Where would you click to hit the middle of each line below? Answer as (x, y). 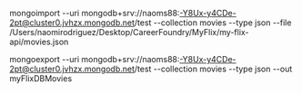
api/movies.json (39, 42)
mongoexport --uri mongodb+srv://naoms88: (95, 59)
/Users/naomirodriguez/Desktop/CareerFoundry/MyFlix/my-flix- (129, 32)
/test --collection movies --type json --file (213, 23)
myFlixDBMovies (41, 79)
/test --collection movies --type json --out (213, 69)
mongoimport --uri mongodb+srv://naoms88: (95, 13)
